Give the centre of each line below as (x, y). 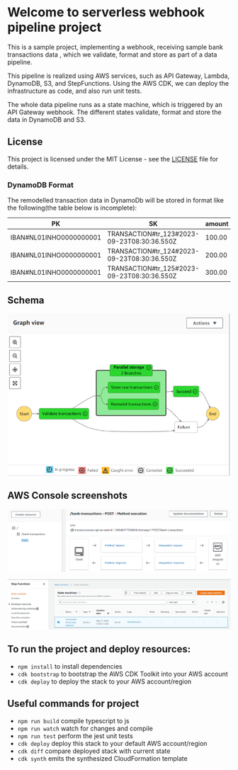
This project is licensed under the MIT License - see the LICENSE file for (113, 159)
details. (18, 166)
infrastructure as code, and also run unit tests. (75, 91)
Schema (26, 301)
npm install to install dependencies (70, 666)
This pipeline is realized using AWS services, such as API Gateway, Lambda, (119, 76)
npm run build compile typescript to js (73, 720)
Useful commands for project (73, 704)
